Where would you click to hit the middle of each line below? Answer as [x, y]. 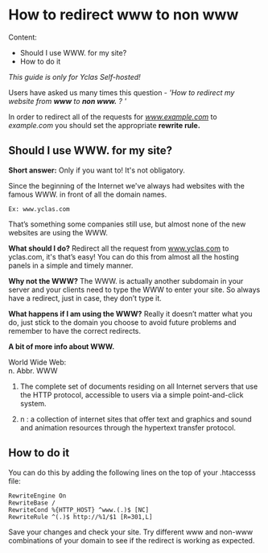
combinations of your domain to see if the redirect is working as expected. [132, 540]
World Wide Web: [37, 362]
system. [33, 403]
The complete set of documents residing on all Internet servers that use [139, 386]
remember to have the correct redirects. [75, 331]
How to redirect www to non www [124, 15]
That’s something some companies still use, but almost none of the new [127, 224]
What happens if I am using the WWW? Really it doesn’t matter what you [130, 314]
